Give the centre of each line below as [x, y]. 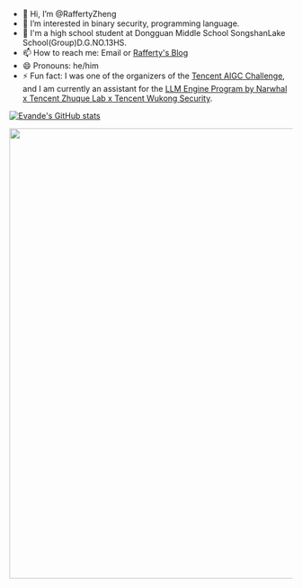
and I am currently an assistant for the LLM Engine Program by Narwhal [155, 89]
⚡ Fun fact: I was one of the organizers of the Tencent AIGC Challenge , [154, 76]
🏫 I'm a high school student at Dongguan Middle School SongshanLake [154, 33]
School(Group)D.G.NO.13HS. [75, 42]
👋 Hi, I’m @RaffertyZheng [69, 14]
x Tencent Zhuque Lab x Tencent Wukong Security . [117, 98]
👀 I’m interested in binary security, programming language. [131, 23]
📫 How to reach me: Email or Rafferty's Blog [105, 53]
